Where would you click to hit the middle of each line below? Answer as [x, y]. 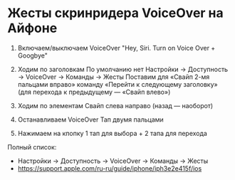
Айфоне [32, 28]
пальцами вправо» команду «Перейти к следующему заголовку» [118, 84]
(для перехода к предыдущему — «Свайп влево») [94, 92]
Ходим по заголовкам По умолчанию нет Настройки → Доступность [123, 69]
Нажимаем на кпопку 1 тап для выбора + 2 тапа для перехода [113, 133]
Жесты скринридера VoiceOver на [116, 13]
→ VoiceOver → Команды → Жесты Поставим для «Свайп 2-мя [114, 77]
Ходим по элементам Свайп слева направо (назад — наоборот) [115, 105]
